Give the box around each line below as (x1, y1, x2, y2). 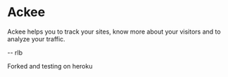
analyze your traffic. (7, 34, 65, 43)
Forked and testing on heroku (7, 62, 93, 70)
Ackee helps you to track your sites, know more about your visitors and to (7, 27, 221, 36)
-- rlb (7, 48, 23, 57)
